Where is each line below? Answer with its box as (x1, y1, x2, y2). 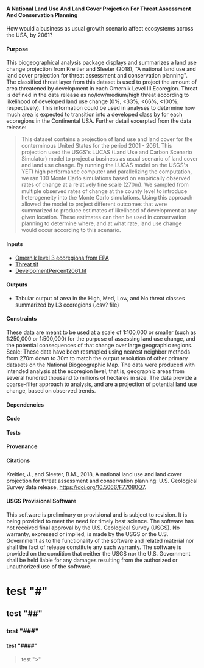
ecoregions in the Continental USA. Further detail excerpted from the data (6, 117, 192, 125)
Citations (6, 457, 30, 464)
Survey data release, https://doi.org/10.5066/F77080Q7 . (6, 483, 147, 491)
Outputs (6, 281, 28, 288)
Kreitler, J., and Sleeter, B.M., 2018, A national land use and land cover (6, 470, 182, 477)
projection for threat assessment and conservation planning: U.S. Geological (6, 477, 198, 484)
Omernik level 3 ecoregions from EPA (15, 254, 110, 261)
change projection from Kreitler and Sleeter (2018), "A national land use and (6, 65, 196, 73)
